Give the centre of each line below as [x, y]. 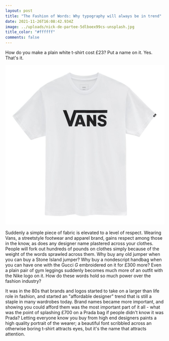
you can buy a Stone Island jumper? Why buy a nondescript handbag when [83, 259]
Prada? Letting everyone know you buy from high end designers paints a [81, 318]
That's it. [14, 58]
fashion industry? [23, 281]
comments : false [22, 37]
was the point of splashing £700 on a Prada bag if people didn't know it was [85, 312]
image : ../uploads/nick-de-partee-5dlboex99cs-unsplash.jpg [70, 27]
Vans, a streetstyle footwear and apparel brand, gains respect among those [84, 238]
